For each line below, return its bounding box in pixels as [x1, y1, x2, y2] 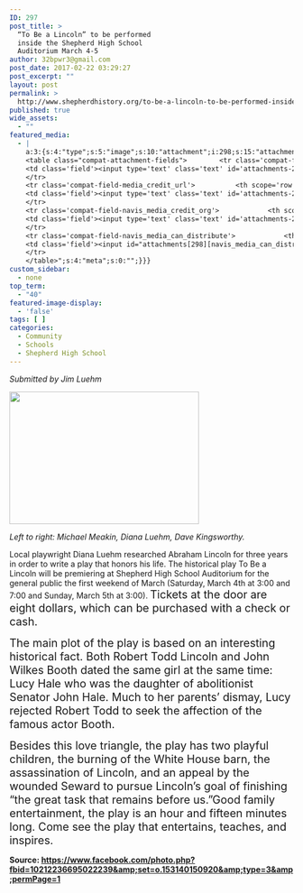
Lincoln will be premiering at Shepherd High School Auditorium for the [9, 567, 270, 578]
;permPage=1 [9, 873, 61, 884]
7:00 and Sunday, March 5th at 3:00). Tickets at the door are [9, 587, 268, 602]
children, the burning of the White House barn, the [9, 751, 271, 767]
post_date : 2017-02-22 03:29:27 [9, 64, 131, 73]
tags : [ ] [9, 315, 47, 325]
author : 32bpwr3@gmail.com [9, 55, 111, 64]
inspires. [9, 833, 54, 848]
